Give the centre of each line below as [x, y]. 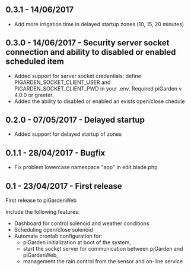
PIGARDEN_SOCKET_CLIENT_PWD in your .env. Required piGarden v [98, 88]
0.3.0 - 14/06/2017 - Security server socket [87, 43]
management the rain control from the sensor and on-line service [103, 261]
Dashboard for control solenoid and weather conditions [82, 223]
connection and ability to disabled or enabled [91, 52]
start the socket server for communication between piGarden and [103, 249]
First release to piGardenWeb [41, 200]
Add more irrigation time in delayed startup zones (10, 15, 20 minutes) [99, 24]
